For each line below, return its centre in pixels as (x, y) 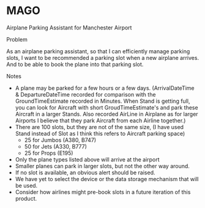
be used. (26, 185)
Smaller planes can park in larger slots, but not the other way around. (102, 166)
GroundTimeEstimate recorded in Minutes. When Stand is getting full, (102, 101)
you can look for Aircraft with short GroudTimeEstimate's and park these (106, 107)
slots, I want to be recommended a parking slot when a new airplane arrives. (103, 58)
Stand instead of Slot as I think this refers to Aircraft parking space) (100, 133)
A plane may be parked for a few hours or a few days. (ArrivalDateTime (105, 88)
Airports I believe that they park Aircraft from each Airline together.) (100, 121)
